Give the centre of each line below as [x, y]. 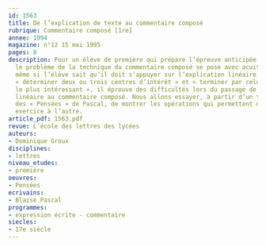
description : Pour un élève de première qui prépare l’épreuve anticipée [133, 60]
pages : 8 [23, 52]
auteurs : [23, 133]
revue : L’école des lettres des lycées [74, 126]
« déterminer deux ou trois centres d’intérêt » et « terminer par [129, 82]
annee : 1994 [28, 38]
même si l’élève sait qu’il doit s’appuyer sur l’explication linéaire [136, 75]
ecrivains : [26, 192]
